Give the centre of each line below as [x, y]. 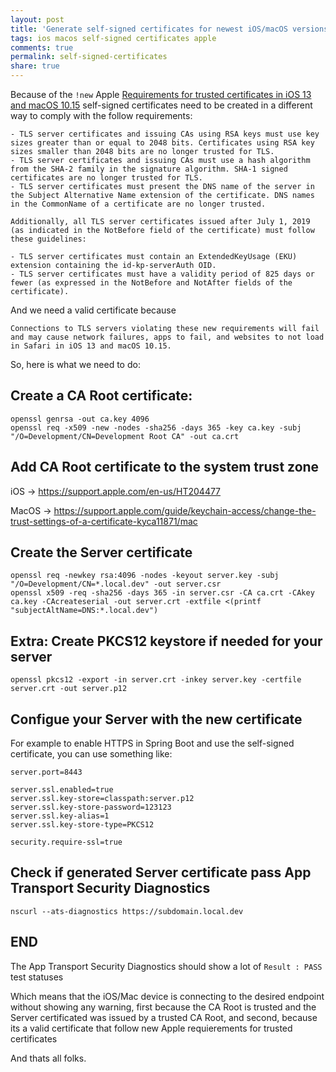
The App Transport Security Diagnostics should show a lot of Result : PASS [166, 966]
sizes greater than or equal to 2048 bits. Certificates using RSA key [162, 143]
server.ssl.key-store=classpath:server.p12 [102, 799]
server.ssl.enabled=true [62, 790]
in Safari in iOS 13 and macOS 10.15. [91, 346]
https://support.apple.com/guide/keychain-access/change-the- [185, 510]
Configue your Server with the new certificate [156, 719]
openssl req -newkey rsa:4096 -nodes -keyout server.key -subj [145, 576]
